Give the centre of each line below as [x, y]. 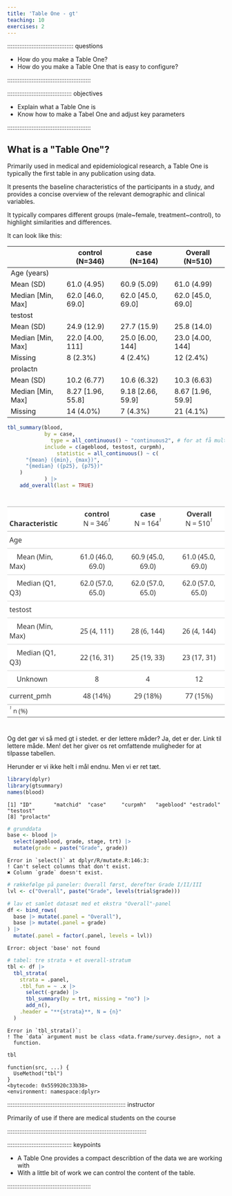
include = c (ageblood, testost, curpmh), [105, 447]
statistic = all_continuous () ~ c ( [107, 454]
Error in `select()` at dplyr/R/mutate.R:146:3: [78, 861]
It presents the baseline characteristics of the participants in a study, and [111, 187]
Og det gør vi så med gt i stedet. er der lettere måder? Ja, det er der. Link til [115, 738]
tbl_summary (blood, [35, 428]
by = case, [60, 434]
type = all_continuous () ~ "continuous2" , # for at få [131, 440]
